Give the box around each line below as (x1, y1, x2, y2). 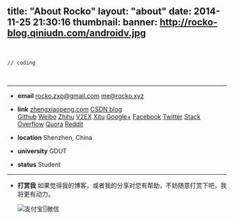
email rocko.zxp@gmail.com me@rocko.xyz (17, 91, 144, 100)
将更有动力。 (17, 189, 54, 198)
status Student (17, 160, 61, 168)
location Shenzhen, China (17, 133, 93, 141)
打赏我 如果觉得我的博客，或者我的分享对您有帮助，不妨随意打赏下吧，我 (17, 181, 227, 189)
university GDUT (17, 146, 68, 155)
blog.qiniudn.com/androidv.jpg (7, 27, 146, 39)
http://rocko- (159, 17, 218, 29)
